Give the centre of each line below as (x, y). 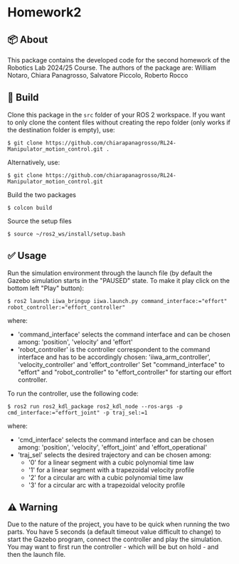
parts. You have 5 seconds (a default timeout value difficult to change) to (114, 532)
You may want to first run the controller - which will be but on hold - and (113, 547)
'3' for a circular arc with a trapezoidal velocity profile (107, 485)
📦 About (28, 39)
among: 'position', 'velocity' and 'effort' (75, 341)
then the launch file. (37, 555)
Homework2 (44, 12)
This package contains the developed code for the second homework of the (119, 60)
